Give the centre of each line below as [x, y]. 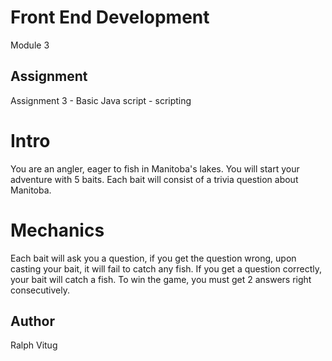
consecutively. [40, 290]
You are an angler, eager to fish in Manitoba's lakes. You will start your [155, 168]
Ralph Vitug [34, 345]
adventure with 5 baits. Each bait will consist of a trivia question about [154, 179]
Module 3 [30, 45]
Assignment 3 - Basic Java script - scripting [101, 100]
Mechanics [57, 230]
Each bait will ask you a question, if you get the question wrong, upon [153, 258]
